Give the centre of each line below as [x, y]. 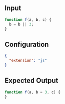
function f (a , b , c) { [28, 19]
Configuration [27, 44]
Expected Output [32, 81]
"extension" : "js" [28, 61]
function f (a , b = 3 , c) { [32, 92]
